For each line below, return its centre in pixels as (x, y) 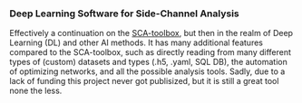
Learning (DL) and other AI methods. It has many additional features (136, 42)
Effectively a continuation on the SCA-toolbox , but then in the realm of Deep (151, 33)
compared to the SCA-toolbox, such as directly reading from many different (151, 52)
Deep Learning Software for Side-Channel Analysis (125, 14)
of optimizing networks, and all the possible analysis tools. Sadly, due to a (147, 71)
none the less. (36, 91)
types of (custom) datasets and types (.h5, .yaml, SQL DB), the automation (148, 62)
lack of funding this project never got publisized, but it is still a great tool (144, 81)
